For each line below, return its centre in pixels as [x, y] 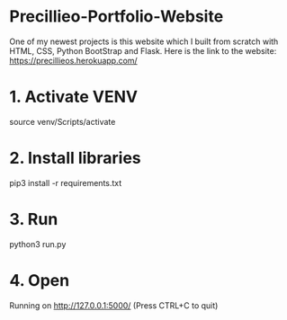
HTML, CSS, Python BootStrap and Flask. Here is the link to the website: [143, 50]
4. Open [40, 280]
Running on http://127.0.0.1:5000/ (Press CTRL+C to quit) [114, 305]
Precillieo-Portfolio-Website [117, 17]
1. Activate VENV [73, 97]
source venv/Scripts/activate [63, 121]
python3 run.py [38, 244]
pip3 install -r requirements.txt [66, 182]
